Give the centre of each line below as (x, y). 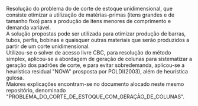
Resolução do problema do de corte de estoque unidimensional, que (90, 9)
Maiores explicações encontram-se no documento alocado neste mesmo (95, 84)
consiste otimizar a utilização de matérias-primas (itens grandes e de (90, 15)
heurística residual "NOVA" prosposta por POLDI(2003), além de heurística (97, 71)
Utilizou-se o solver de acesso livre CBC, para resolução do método (89, 52)
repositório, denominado (36, 90)
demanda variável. (29, 27)
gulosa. (15, 78)
